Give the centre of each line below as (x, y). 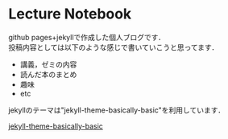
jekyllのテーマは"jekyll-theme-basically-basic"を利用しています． (117, 110)
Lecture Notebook (70, 14)
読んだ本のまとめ (48, 74)
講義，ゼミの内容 (48, 64)
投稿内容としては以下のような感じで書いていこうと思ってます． (114, 47)
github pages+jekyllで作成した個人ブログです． (87, 37)
